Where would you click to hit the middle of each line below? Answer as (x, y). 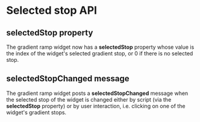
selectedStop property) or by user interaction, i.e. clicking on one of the (96, 106)
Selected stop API (52, 11)
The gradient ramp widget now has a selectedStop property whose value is (100, 47)
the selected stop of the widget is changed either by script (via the (89, 99)
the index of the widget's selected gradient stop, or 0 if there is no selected (100, 53)
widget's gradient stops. (36, 112)
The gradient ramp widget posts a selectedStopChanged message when (97, 93)
